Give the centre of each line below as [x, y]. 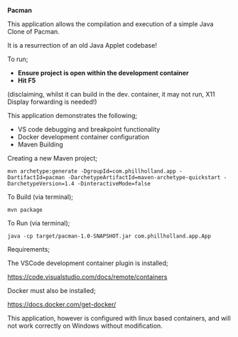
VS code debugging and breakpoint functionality [89, 129]
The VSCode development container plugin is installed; [88, 263]
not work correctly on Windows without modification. [85, 326]
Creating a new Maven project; [53, 158]
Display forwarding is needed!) [52, 102]
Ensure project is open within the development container [103, 73]
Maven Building [40, 144]
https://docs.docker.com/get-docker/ [62, 304]
